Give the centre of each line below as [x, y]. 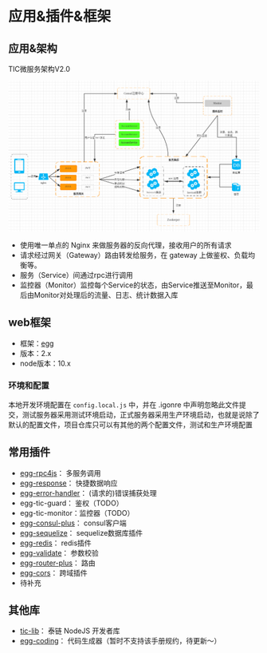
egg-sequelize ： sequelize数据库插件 [81, 532]
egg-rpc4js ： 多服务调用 [60, 473]
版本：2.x [35, 353]
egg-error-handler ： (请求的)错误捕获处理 [88, 493]
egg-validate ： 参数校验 [59, 552]
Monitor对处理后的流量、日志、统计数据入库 [106, 295]
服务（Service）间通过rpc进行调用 [76, 275]
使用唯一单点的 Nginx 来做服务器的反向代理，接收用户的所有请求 [126, 245]
